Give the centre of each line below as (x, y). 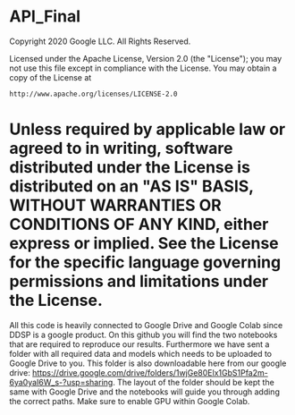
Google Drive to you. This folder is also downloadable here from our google (148, 363)
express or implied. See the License (144, 244)
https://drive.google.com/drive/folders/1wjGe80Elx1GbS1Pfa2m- (150, 372)
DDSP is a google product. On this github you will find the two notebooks (143, 335)
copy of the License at (51, 77)
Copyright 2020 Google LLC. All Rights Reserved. (100, 41)
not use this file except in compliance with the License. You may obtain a (143, 68)
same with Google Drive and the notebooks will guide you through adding (144, 392)
